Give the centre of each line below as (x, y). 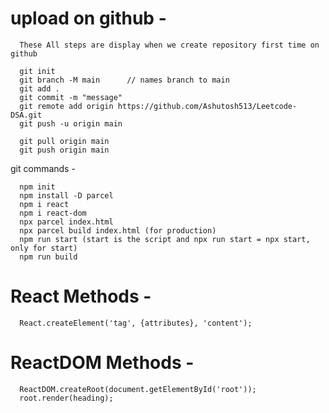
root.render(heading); (66, 398)
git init (37, 71)
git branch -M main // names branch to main (124, 80)
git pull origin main (64, 141)
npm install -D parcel (66, 195)
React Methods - (81, 296)
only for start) (44, 248)
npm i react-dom (53, 213)
